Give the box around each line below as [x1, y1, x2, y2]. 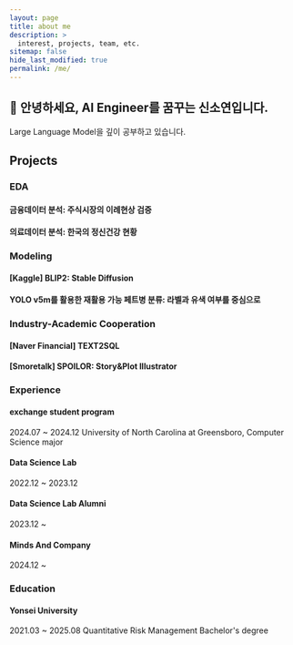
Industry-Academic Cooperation [9, 318, 157, 331]
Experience [9, 384, 61, 396]
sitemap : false [9, 47, 67, 56]
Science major [9, 436, 64, 447]
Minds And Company [9, 539, 91, 550]
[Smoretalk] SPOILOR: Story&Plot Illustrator [9, 361, 177, 372]
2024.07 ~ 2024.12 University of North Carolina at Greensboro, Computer [9, 426, 285, 437]
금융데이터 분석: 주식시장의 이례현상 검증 [9, 204, 152, 215]
